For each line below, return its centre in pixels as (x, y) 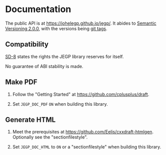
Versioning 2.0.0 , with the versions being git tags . (56, 28)
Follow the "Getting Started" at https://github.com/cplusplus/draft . (81, 94)
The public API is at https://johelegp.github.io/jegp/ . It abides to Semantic (81, 23)
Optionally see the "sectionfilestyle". (50, 137)
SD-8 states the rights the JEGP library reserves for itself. (64, 56)
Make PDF (21, 82)
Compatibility (27, 45)
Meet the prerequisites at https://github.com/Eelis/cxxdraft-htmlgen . (83, 132)
